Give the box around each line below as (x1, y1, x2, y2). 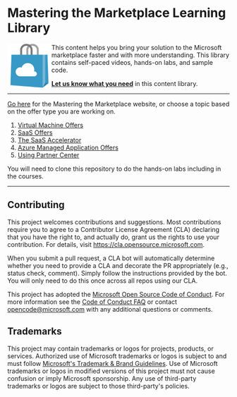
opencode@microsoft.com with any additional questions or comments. (7, 305, 213, 313)
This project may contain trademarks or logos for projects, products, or (7, 344, 214, 353)
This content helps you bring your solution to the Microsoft (51, 43, 222, 51)
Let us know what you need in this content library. (51, 79, 198, 87)
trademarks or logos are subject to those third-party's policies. (7, 381, 190, 390)
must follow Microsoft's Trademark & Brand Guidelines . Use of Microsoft (7, 359, 218, 367)
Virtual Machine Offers (17, 121, 83, 129)
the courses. (7, 171, 44, 181)
